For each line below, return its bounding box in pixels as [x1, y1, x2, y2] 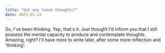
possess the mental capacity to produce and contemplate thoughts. [5, 31, 146, 37]
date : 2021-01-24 [5, 12, 42, 17]
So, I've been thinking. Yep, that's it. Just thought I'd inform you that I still [5, 26, 157, 32]
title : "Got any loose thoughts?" [5, 7, 78, 13]
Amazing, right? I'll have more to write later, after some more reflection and [5, 36, 161, 43]
